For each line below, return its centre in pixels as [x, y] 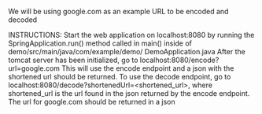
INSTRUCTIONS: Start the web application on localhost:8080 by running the [131, 35]
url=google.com [34, 68]
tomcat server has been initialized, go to [73, 60]
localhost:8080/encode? [179, 60]
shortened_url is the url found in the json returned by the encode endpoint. [129, 93]
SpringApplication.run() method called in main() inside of [100, 43]
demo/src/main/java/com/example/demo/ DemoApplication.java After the [127, 51]
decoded [23, 20]
